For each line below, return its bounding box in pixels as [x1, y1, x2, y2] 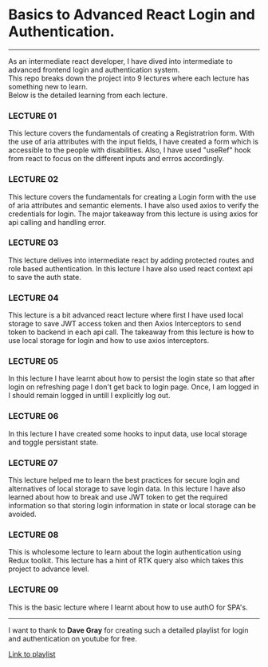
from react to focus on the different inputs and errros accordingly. [8, 154, 225, 164]
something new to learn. [8, 81, 88, 91]
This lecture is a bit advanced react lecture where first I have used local [8, 310, 243, 320]
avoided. [8, 509, 37, 519]
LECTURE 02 [8, 174, 59, 185]
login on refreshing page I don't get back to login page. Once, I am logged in [8, 382, 259, 392]
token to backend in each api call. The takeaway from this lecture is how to [8, 327, 254, 337]
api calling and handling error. [8, 217, 106, 227]
